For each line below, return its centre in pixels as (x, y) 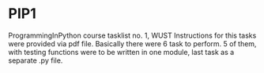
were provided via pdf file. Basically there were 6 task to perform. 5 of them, (132, 43)
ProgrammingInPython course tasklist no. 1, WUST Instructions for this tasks (132, 35)
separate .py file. (36, 60)
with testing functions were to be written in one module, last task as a (121, 52)
